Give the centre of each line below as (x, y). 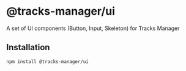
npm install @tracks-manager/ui (47, 62)
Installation (28, 47)
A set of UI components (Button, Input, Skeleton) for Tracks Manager (93, 28)
